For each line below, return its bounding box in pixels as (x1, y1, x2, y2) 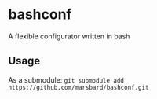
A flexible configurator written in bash (8, 31, 130, 41)
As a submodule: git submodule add (8, 75, 124, 84)
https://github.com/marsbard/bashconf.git (8, 83, 149, 91)
